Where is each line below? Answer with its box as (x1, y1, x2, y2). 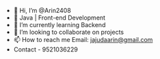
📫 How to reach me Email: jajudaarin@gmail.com (13, 36, 153, 43)
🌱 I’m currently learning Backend (13, 21, 106, 28)
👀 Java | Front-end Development (13, 14, 106, 22)
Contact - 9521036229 (13, 45, 79, 54)
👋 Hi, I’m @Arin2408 (13, 7, 72, 14)
